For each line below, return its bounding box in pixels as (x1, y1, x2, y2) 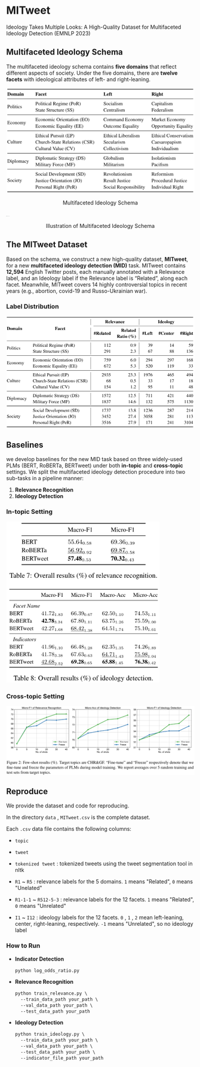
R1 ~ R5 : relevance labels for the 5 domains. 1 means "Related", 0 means (14, 878, 193, 885)
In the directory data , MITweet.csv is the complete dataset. (6, 814, 150, 821)
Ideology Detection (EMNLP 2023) (6, 29, 91, 36)
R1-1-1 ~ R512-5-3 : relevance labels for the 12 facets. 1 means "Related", (14, 896, 195, 903)
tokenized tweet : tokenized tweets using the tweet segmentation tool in (14, 860, 193, 867)
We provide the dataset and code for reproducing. (6, 802, 130, 809)
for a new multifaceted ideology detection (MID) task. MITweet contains (6, 261, 186, 269)
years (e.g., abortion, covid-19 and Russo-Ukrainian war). (6, 287, 147, 294)
